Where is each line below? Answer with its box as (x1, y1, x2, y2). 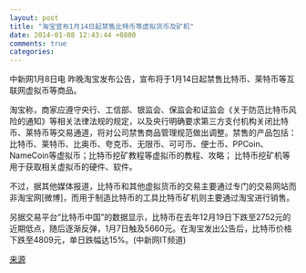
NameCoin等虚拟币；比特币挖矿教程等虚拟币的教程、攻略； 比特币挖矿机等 (9, 150, 291, 161)
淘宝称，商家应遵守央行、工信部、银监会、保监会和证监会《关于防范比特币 (9, 104, 289, 115)
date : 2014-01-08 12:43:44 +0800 (9, 30, 137, 39)
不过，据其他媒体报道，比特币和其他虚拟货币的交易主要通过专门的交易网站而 (9, 181, 297, 192)
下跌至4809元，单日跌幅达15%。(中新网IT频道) (9, 235, 187, 246)
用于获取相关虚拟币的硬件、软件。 (9, 162, 138, 173)
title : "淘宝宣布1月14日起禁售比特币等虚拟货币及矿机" (9, 22, 194, 31)
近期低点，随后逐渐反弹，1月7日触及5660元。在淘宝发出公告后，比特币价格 (9, 223, 293, 234)
